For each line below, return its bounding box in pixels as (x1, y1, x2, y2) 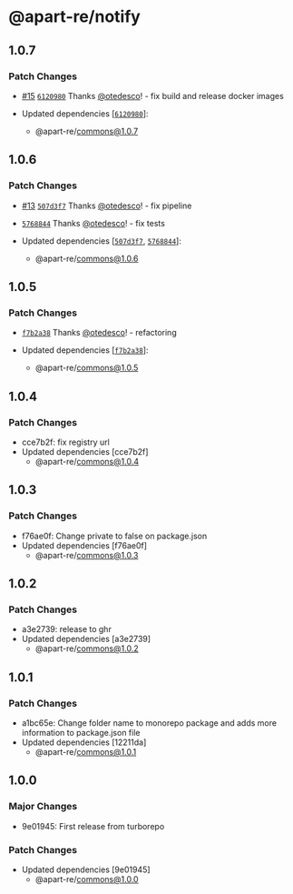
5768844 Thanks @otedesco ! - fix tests (21, 217, 165, 228)
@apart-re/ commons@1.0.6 (34, 253, 139, 264)
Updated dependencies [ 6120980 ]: (21, 107, 149, 119)
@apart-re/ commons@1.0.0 (34, 873, 139, 884)
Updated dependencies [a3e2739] (21, 634, 151, 645)
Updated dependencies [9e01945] (21, 864, 151, 875)
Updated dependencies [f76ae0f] (21, 539, 147, 551)
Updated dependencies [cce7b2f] (21, 446, 149, 457)
